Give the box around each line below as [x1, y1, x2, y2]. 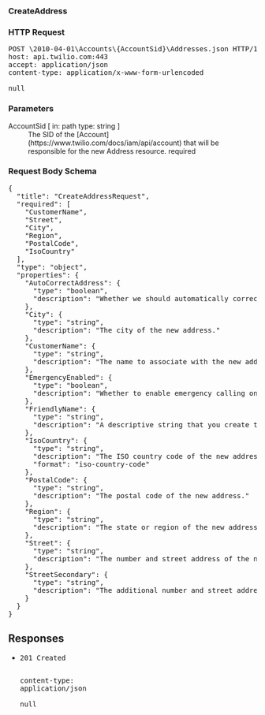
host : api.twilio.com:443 [8, 53, 109, 61]
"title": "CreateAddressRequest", [16, 192, 150, 200]
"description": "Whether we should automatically [32, 294, 229, 303]
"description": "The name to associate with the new [32, 357, 242, 366]
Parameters [8, 103, 54, 114]
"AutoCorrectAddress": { [24, 278, 121, 287]
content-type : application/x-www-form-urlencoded [8, 69, 204, 77]
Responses [8, 632, 65, 646]
